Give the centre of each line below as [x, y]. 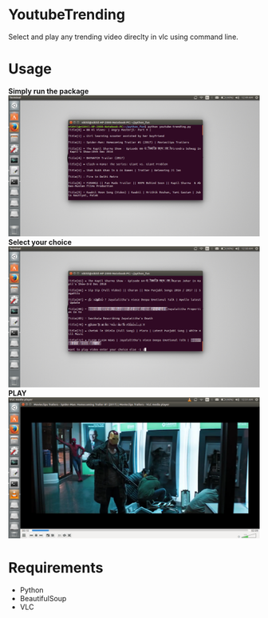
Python [32, 590]
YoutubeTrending [67, 15]
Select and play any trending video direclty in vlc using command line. [124, 37]
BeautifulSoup [43, 598]
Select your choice [40, 242]
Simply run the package [49, 91]
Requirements [56, 568]
